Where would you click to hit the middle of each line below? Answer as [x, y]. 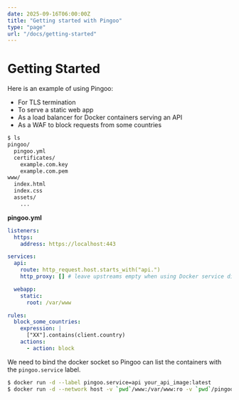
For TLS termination [47, 102]
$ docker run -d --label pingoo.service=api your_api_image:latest [110, 382]
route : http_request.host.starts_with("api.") [90, 270]
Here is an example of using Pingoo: [60, 89]
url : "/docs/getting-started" [52, 34]
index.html [30, 184]
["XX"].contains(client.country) [76, 335]
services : [22, 256]
